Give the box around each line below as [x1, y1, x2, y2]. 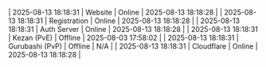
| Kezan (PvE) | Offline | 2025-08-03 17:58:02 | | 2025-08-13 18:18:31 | [8, 33, 239, 42]
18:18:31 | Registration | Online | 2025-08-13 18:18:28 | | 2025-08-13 [17, 16, 241, 26]
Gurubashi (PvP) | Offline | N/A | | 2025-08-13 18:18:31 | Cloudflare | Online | [8, 41, 259, 51]
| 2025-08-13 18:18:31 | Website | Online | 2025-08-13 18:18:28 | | [8, 8, 223, 17]
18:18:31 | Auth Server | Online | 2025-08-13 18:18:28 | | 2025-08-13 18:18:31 [8, 25, 259, 33]
